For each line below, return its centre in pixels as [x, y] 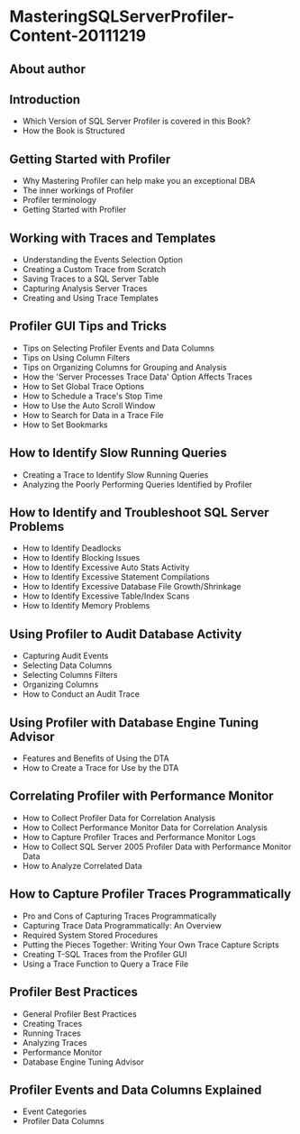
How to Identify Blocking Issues [81, 558]
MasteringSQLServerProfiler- [122, 17]
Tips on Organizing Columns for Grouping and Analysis [124, 367]
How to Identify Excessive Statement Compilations [116, 577]
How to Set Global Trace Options [83, 386]
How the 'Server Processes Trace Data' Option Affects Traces [137, 377]
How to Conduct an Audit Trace [81, 694]
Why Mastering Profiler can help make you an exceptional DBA [139, 181]
